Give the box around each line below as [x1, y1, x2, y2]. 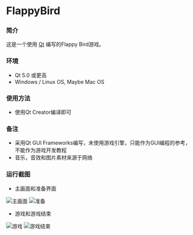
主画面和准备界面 [14, 185, 57, 192]
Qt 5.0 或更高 [14, 71, 47, 79]
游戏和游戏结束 [14, 210, 51, 217]
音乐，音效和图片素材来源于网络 [14, 154, 93, 161]
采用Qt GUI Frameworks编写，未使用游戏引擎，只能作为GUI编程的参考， [14, 139, 191, 146]
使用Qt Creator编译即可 [14, 109, 72, 116]
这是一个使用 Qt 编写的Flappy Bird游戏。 [6, 41, 104, 48]
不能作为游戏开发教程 [14, 146, 67, 154]
